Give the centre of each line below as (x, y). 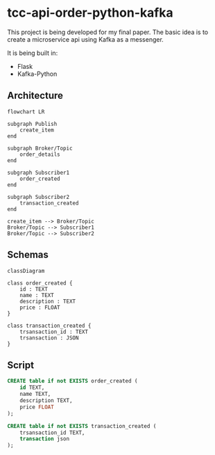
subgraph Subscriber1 (38, 173)
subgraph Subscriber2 (38, 197)
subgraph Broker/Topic (40, 148)
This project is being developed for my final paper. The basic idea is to (108, 32)
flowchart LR (26, 112)
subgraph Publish (32, 124)
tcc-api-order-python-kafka (90, 13)
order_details (40, 154)
